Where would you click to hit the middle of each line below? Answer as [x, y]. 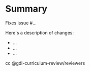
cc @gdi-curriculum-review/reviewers [45, 63]
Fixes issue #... [21, 23]
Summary [26, 9]
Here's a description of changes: [40, 32]
